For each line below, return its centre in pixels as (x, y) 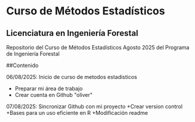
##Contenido (22, 65)
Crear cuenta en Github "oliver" (54, 95)
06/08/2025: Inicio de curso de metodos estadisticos (72, 77)
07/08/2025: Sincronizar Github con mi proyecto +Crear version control (95, 106)
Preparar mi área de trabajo (49, 89)
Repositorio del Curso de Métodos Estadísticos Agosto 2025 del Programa (98, 47)
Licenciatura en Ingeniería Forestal (72, 33)
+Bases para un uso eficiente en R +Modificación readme (77, 113)
